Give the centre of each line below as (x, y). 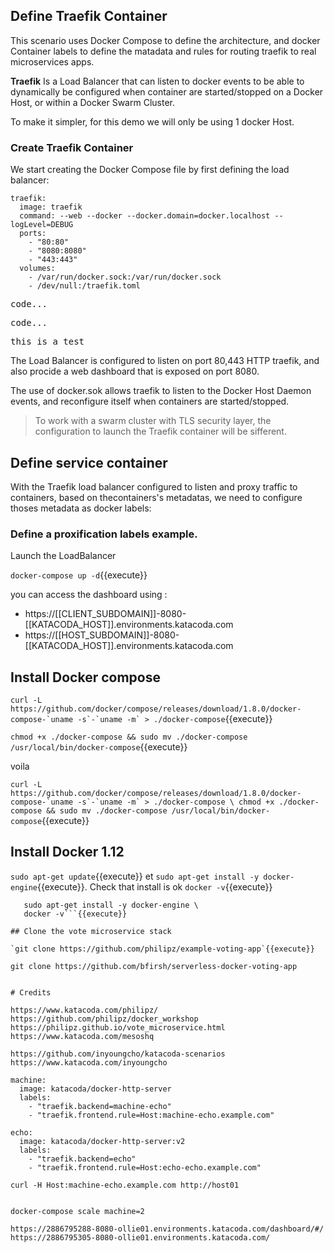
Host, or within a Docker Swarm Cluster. (92, 102)
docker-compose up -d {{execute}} (79, 575)
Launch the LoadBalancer (63, 556)
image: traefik (51, 207)
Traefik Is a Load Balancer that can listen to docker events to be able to (157, 81)
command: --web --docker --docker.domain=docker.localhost (145, 216)
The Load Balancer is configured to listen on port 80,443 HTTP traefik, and (165, 361)
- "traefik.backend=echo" (82, 1159)
